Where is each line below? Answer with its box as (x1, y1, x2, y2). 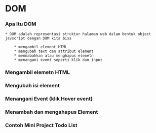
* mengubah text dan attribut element (14, 49, 94, 54)
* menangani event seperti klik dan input (14, 58, 103, 63)
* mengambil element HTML (14, 45, 68, 50)
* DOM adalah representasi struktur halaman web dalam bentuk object (5, 32, 152, 37)
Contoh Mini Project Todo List (5, 122, 78, 129)
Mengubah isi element (5, 82, 60, 89)
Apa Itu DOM (5, 21, 37, 28)
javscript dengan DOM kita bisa (5, 36, 72, 41)
